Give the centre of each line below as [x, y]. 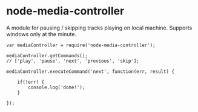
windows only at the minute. [41, 34]
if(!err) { [31, 82]
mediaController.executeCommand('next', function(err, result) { [90, 71]
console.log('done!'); [57, 87]
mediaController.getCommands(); [47, 55]
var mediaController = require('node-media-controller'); [81, 45]
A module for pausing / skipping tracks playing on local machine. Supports [99, 28]
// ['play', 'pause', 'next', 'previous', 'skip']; [73, 61]
